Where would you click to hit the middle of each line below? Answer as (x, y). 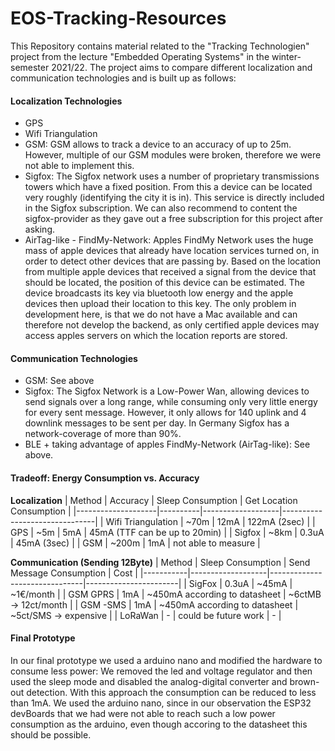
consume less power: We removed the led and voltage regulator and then (161, 671)
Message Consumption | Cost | (74, 573)
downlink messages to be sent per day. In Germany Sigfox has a (157, 423)
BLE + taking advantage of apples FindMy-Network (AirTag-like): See (167, 444)
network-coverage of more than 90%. (103, 434)
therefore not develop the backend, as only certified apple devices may (172, 325)
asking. (40, 229)
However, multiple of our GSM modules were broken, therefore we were (173, 155)
